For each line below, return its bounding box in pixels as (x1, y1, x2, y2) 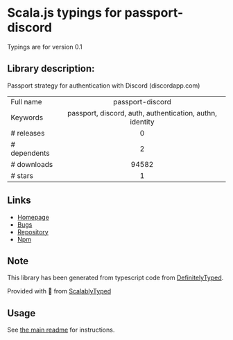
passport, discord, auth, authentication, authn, (67, 108, 217, 118)
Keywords (10, 113, 44, 122)
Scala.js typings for (7, 5, 122, 21)
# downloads (10, 159, 53, 169)
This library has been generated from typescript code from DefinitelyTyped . (7, 273, 224, 282)
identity (130, 117, 155, 127)
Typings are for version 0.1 (7, 42, 83, 51)
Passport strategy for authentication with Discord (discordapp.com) (7, 81, 200, 90)
